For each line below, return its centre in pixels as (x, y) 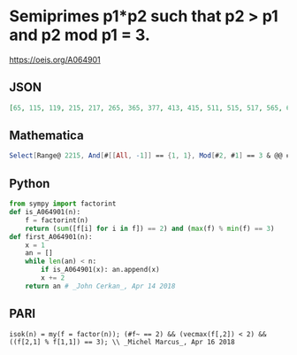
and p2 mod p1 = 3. (80, 35)
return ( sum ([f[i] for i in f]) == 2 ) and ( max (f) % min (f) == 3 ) (150, 228)
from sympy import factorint (63, 204)
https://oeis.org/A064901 (55, 59)
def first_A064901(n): (51, 236)
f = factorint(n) (57, 220)
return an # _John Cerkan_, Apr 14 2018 (100, 286)
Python (30, 183)
